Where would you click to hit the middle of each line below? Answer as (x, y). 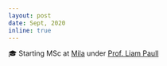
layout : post (30, 16)
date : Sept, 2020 (37, 23)
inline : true (30, 30)
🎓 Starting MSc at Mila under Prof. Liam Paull (83, 53)
